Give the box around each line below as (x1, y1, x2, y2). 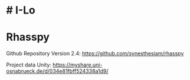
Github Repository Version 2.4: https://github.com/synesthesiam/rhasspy (6, 50, 184, 57)
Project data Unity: (6, 61, 52, 68)
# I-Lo (6, 4, 35, 17)
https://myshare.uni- (53, 61, 103, 68)
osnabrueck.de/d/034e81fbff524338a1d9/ (6, 68, 109, 75)
